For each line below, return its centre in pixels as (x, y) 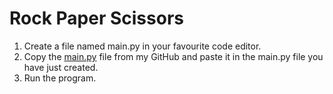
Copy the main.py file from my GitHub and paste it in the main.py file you (173, 56)
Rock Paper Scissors (96, 18)
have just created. (61, 67)
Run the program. (60, 78)
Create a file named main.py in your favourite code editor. (142, 46)
